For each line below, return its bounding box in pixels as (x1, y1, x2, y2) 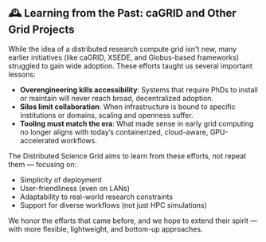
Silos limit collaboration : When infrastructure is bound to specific (19, 102, 237, 111)
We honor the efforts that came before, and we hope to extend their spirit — (8, 216, 258, 225)
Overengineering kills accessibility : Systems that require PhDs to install (19, 84, 259, 94)
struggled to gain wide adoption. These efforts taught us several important (8, 60, 253, 70)
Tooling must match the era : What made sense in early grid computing (19, 119, 254, 128)
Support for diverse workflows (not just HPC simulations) (19, 200, 207, 209)
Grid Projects (8, 23, 75, 37)
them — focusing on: (8, 159, 77, 169)
